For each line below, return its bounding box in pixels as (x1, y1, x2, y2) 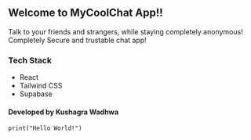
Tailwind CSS (19, 81, 63, 91)
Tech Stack (8, 55, 53, 66)
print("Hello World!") (8, 124, 82, 132)
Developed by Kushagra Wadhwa (8, 107, 119, 117)
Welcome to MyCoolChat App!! (8, 6, 163, 20)
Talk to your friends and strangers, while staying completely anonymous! (8, 27, 243, 36)
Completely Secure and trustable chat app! (8, 35, 147, 45)
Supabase (19, 89, 53, 99)
